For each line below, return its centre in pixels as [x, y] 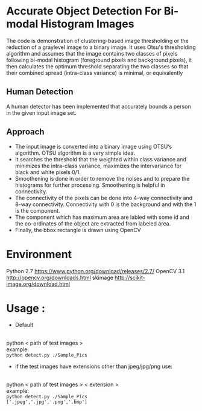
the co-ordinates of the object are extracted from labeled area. [93, 223]
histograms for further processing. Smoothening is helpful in [90, 185]
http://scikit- [130, 277]
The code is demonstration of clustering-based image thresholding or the [97, 40]
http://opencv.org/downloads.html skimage [60, 277]
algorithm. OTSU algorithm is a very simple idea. [75, 153]
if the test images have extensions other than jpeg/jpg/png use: [94, 366]
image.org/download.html [38, 284]
